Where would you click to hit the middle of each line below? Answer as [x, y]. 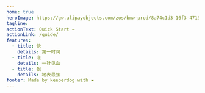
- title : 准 [27, 58]
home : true [20, 12]
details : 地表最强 [39, 75]
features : [19, 40]
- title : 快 [27, 46]
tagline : [17, 23]
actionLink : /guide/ [33, 35]
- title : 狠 [27, 69]
